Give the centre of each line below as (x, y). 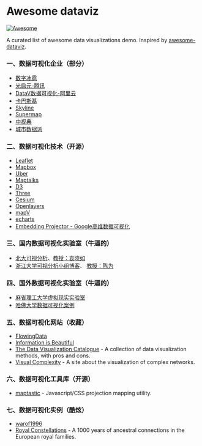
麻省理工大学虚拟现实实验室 (50, 297)
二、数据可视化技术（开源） (47, 147)
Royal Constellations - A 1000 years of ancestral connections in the (100, 430)
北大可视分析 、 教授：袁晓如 (50, 258)
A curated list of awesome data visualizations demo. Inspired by (87, 40)
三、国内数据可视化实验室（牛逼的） (60, 243)
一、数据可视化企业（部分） (47, 64)
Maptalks (27, 180)
